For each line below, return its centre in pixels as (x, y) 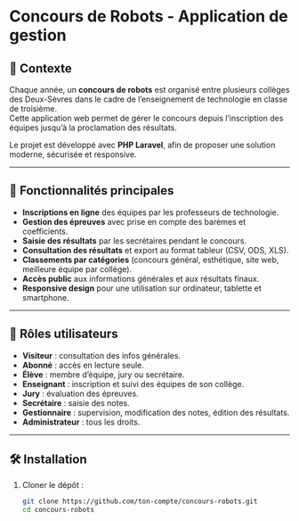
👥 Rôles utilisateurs (64, 334)
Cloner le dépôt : (53, 485)
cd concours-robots (58, 510)
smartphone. (45, 297)
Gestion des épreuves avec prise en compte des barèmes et (134, 221)
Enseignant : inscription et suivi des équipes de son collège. (133, 384)
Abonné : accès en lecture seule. (83, 365)
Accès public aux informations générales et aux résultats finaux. (141, 278)
